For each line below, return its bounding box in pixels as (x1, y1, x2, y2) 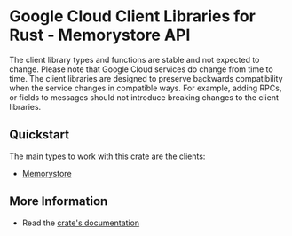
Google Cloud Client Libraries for (9, 6, 256, 27)
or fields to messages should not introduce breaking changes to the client (9, 91, 280, 103)
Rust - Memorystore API (9, 25, 191, 45)
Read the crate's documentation (21, 217, 140, 228)
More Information (9, 193, 108, 209)
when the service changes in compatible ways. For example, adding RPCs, (9, 83, 282, 93)
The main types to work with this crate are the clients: (9, 151, 206, 161)
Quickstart (9, 127, 70, 143)
